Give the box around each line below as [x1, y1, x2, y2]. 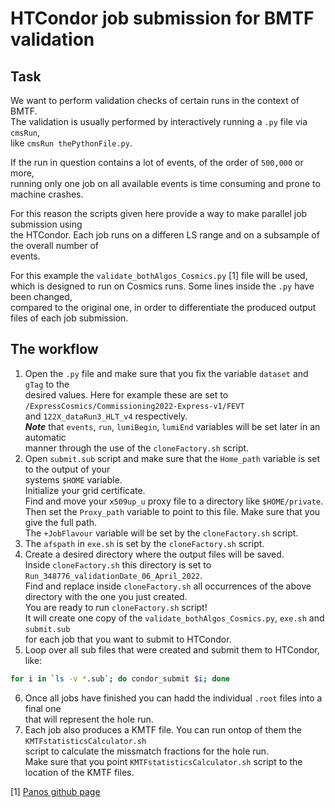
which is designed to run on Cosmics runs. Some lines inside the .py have [10, 280, 315, 292]
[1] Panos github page [10, 785, 101, 797]
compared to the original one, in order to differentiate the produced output [10, 302, 317, 313]
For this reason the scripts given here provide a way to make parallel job [10, 208, 308, 219]
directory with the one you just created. [24, 590, 188, 602]
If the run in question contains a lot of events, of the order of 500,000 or [10, 157, 304, 168]
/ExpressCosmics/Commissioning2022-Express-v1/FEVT [24, 401, 245, 411]
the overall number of [10, 240, 100, 251]
